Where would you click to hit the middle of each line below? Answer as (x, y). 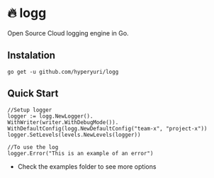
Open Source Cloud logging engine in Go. (68, 33)
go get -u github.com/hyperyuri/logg (63, 72)
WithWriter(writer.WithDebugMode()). (63, 122)
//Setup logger (30, 110)
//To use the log (33, 147)
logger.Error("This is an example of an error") (80, 153)
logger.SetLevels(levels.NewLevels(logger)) (74, 135)
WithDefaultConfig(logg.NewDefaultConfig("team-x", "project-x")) (107, 128)
